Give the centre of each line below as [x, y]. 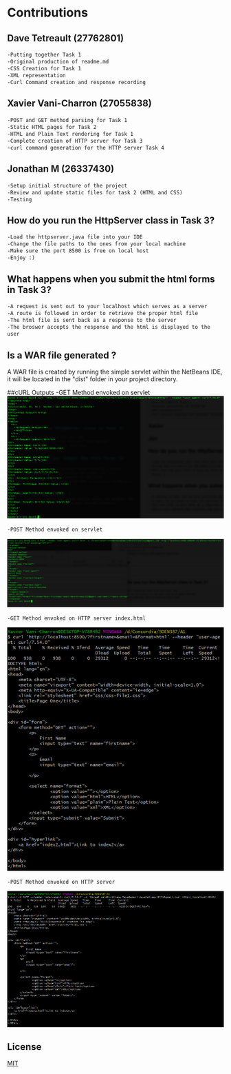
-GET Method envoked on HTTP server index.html [77, 618]
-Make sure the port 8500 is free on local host [78, 251]
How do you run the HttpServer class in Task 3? [111, 221]
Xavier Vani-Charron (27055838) [80, 104]
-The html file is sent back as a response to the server [92, 321]
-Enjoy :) [21, 258]
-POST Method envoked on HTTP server [61, 882]
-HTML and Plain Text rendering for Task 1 [70, 134]
